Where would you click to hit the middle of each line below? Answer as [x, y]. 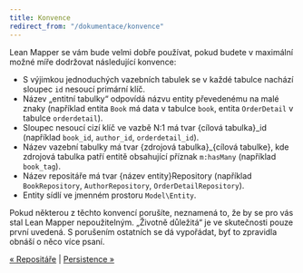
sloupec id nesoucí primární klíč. [84, 89]
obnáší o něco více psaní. [57, 241]
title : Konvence [40, 18]
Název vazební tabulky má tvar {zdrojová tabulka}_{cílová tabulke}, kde [156, 147]
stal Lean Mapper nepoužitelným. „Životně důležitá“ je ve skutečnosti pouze [151, 222]
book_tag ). [42, 166]
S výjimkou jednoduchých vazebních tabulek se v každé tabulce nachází [158, 79]
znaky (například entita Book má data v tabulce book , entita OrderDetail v [158, 108]
